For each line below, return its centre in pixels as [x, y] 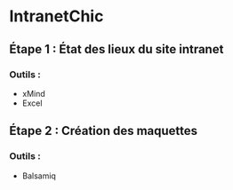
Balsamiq [39, 176]
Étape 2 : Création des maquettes [104, 131]
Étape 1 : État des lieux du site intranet [116, 49]
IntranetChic [56, 16]
